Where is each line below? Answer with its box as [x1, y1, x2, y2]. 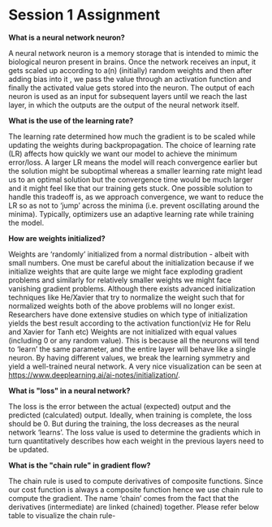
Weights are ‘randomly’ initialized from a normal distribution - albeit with [8, 249, 249, 259]
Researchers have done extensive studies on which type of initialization [8, 309, 248, 319]
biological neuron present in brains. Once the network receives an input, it [8, 57, 257, 67]
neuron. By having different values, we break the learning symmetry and [8, 352, 250, 362]
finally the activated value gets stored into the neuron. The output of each [8, 83, 255, 93]
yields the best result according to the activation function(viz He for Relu [8, 318, 252, 328]
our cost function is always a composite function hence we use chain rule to [8, 485, 264, 495]
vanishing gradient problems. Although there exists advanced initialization [8, 283, 256, 293]
